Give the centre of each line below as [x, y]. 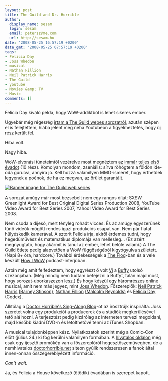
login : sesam [23, 29]
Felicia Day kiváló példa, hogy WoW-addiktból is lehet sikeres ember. [76, 113]
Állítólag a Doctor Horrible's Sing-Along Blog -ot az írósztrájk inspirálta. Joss [83, 307]
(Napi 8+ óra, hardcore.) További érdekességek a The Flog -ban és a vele [80, 255]
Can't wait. [16, 363]
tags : [11, 52]
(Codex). [14, 297]
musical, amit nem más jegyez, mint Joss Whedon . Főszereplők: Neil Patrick [83, 286]
